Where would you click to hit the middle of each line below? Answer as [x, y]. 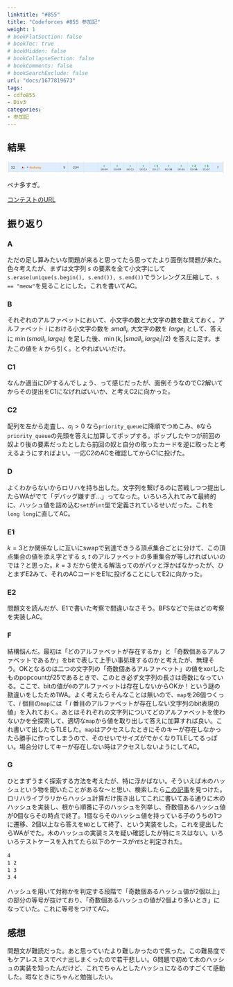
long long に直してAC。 [41, 514]
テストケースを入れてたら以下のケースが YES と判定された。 [102, 841]
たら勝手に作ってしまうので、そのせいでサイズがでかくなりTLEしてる [106, 737]
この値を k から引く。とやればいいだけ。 [71, 348]
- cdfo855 [21, 95]
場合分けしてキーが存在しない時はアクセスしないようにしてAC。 [111, 746]
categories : [24, 110]
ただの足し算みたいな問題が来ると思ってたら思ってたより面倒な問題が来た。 [116, 260]
